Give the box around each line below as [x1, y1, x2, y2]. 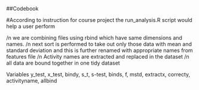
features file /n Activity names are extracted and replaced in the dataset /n [6, 53, 189, 60]
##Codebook [6, 5, 39, 12]
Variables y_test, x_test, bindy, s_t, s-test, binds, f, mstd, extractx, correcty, [6, 71, 191, 78]
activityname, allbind [6, 77, 57, 84]
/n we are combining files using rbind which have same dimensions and [6, 34, 182, 41]
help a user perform [6, 23, 56, 30]
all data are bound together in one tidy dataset [6, 59, 121, 66]
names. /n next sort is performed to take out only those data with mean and [6, 41, 192, 47]
